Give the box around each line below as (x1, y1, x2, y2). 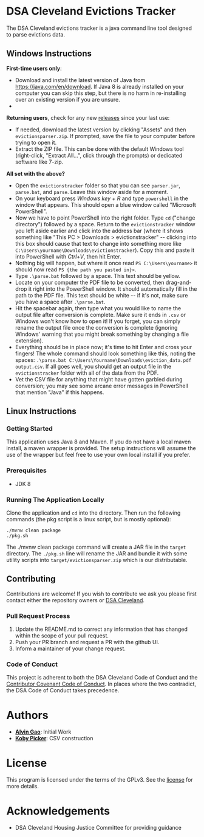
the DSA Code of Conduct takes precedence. (6, 687, 120, 694)
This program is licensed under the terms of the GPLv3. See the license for (6, 776, 193, 783)
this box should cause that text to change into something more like (15, 240, 182, 247)
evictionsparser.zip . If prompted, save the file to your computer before (15, 132, 195, 139)
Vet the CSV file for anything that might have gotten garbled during (15, 375, 183, 383)
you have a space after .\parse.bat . (15, 298, 106, 305)
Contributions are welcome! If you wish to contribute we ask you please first (6, 590, 197, 597)
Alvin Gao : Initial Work (15, 728, 72, 735)
